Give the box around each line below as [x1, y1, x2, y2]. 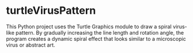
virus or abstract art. [6, 41, 56, 48]
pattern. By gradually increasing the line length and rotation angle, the [15, 29, 184, 36]
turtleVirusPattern [6, 4, 96, 17]
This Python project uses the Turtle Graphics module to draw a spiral [6, 23, 172, 30]
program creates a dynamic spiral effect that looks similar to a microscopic [6, 35, 186, 42]
